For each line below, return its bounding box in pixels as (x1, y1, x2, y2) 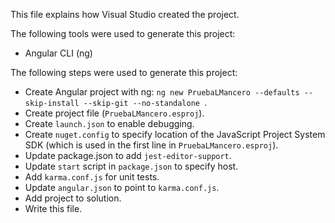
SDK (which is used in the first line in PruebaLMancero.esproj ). (24, 139, 279, 151)
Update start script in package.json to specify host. (24, 160, 239, 172)
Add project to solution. (24, 192, 122, 204)
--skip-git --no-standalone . (83, 97, 208, 108)
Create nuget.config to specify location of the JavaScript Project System (24, 129, 326, 140)
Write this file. (24, 203, 83, 214)
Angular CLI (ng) (24, 47, 93, 59)
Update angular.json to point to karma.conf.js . (24, 182, 220, 193)
